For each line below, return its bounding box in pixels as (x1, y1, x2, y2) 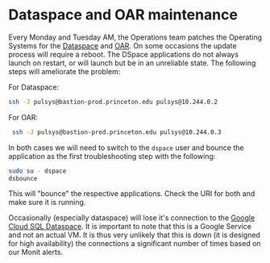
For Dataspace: (8, 82, 59, 92)
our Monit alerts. (8, 248, 63, 257)
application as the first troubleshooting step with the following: (8, 151, 216, 161)
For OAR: (8, 112, 39, 122)
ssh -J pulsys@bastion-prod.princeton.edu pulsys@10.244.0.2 (8, 98, 218, 106)
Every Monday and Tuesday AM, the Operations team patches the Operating (8, 32, 263, 42)
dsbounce (8, 174, 38, 182)
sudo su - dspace (8, 167, 67, 175)
